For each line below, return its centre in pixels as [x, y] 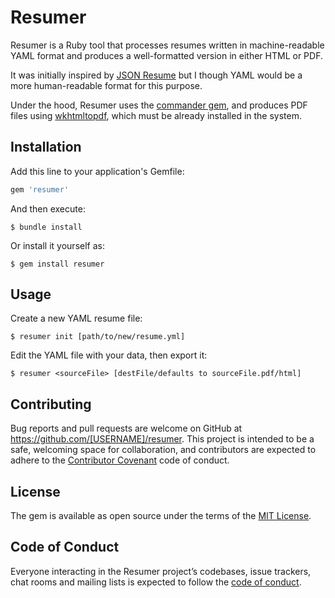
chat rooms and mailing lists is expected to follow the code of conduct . [156, 582]
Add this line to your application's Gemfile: [97, 171]
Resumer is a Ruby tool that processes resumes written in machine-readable [167, 45]
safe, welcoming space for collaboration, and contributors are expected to [163, 450]
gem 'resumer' [40, 189]
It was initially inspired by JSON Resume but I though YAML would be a [156, 75]
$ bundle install [46, 227]
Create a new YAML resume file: [76, 318]
